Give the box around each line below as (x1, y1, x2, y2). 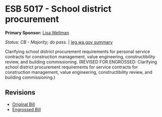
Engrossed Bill (12, 106, 41, 112)
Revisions (5, 88, 36, 97)
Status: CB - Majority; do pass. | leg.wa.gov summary (5, 39, 113, 45)
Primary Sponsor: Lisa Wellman (5, 30, 70, 35)
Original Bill (12, 101, 36, 107)
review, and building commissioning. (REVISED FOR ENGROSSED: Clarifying (5, 59, 157, 65)
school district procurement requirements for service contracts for (5, 64, 138, 70)
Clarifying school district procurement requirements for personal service (5, 49, 150, 54)
